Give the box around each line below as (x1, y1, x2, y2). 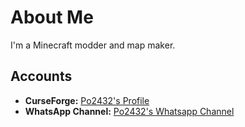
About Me (10, 6, 94, 29)
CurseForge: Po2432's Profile (24, 94, 150, 106)
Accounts (10, 68, 73, 85)
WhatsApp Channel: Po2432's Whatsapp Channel (24, 105, 235, 117)
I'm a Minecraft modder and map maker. (10, 39, 176, 51)
